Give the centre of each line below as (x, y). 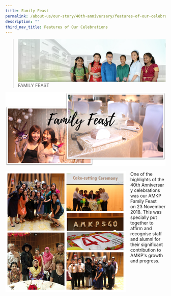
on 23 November (148, 207)
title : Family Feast (27, 11)
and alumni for (146, 239)
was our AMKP (146, 196)
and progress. (145, 261)
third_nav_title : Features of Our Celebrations (57, 27)
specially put (144, 217)
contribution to (146, 250)
